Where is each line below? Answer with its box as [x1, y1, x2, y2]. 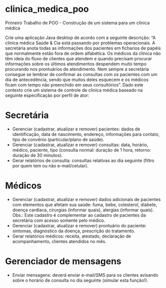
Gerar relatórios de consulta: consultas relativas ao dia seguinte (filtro [12, 157, 155, 164]
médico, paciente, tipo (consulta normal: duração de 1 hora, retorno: [12, 147, 151, 153]
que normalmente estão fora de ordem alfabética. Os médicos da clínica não [5, 50, 161, 56]
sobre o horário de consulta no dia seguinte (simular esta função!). [12, 277, 148, 283]
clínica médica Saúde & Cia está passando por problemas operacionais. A [5, 40, 156, 45]
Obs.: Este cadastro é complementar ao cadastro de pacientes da [12, 212, 146, 218]
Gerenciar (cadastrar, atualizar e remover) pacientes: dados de [12, 126, 140, 132]
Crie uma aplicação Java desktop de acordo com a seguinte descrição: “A [5, 35, 156, 41]
